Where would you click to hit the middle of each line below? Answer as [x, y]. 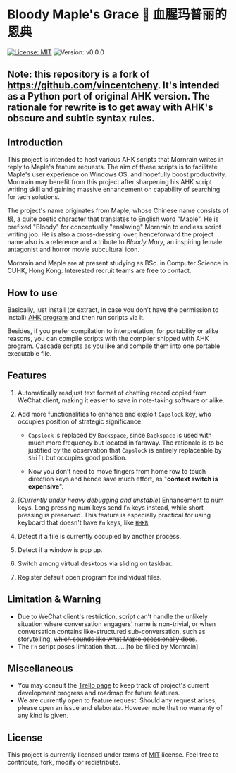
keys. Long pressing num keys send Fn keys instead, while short [111, 507]
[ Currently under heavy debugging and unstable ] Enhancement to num [120, 500]
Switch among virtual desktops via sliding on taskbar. [95, 563]
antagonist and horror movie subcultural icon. [73, 250]
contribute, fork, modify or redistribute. [64, 762]
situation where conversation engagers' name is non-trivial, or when [117, 624]
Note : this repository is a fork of [79, 74]
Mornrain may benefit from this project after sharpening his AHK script [110, 182]
